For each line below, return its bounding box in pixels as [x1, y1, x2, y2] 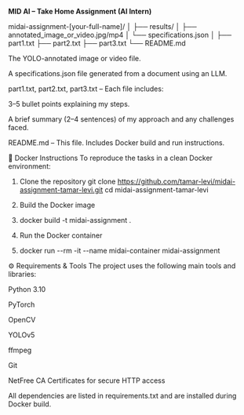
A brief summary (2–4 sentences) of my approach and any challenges [8, 115, 235, 124]
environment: [8, 162, 51, 171]
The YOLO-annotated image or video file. [8, 54, 141, 63]
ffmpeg [8, 345, 32, 355]
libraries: [8, 270, 37, 278]
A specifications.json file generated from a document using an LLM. [8, 69, 228, 78]
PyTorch [8, 300, 35, 309]
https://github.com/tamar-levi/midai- [117, 177, 236, 186]
